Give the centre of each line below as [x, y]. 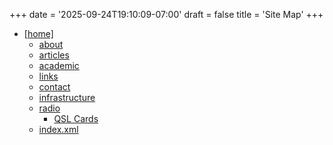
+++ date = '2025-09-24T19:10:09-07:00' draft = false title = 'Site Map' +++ [166, 14]
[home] [38, 33]
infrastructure [67, 97]
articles [54, 55]
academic [59, 65]
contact [54, 87]
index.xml [58, 129]
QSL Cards [76, 118]
